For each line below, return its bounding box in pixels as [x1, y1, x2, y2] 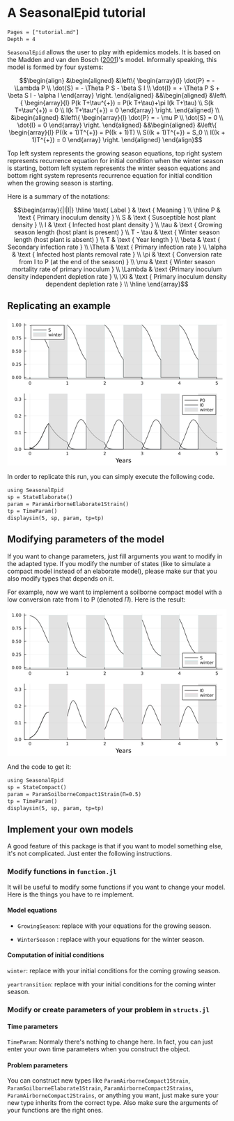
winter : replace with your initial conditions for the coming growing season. [7, 967, 221, 975]
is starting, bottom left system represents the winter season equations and [7, 164, 221, 172]
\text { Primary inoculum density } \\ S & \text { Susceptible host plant [17, 213, 217, 221]
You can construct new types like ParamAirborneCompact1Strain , [7, 1076, 190, 1085]
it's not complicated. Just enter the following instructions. [7, 849, 173, 858]
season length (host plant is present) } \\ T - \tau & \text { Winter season [13, 228, 221, 236]
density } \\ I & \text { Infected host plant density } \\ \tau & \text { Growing [11, 220, 223, 229]
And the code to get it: [7, 762, 72, 771]
